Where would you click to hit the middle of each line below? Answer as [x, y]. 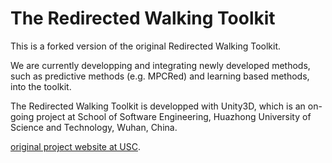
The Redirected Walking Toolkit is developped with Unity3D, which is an [158, 106]
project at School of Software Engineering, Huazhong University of [174, 116]
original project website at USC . [76, 146]
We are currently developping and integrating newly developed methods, [160, 65]
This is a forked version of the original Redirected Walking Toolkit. [146, 46]
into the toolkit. [41, 86]
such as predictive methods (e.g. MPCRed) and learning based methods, [160, 76]
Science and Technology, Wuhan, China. [94, 127]
